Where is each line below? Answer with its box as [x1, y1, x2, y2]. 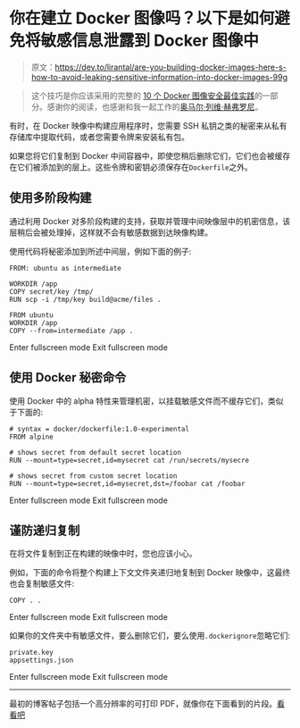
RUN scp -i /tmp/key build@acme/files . [9, 295, 162, 304]
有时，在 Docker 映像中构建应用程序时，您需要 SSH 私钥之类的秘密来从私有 [9, 120, 287, 130]
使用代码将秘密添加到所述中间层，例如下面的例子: [9, 246, 192, 256]
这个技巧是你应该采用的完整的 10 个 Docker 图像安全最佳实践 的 [30, 90, 263, 101]
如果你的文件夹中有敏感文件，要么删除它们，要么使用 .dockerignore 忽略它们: [9, 631, 291, 641]
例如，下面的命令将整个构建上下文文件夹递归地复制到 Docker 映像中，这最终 [9, 567, 291, 578]
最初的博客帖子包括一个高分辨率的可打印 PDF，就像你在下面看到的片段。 [9, 699, 278, 709]
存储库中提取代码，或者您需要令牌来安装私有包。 [9, 131, 189, 142]
